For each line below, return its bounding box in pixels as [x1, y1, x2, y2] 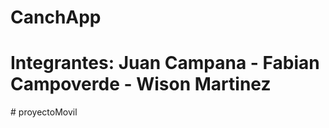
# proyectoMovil [10, 106, 78, 118]
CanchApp [10, 6, 102, 29]
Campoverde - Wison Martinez [10, 73, 272, 96]
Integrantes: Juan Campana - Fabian [10, 52, 320, 75]
